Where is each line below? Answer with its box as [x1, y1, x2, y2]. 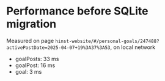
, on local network [110, 44, 156, 51]
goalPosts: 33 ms [15, 55, 59, 62]
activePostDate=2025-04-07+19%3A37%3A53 [6, 44, 111, 51]
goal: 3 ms [15, 68, 42, 75]
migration [6, 17, 57, 31]
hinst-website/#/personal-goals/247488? [55, 38, 160, 44]
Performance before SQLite [6, 4, 148, 18]
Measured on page [6, 37, 54, 44]
